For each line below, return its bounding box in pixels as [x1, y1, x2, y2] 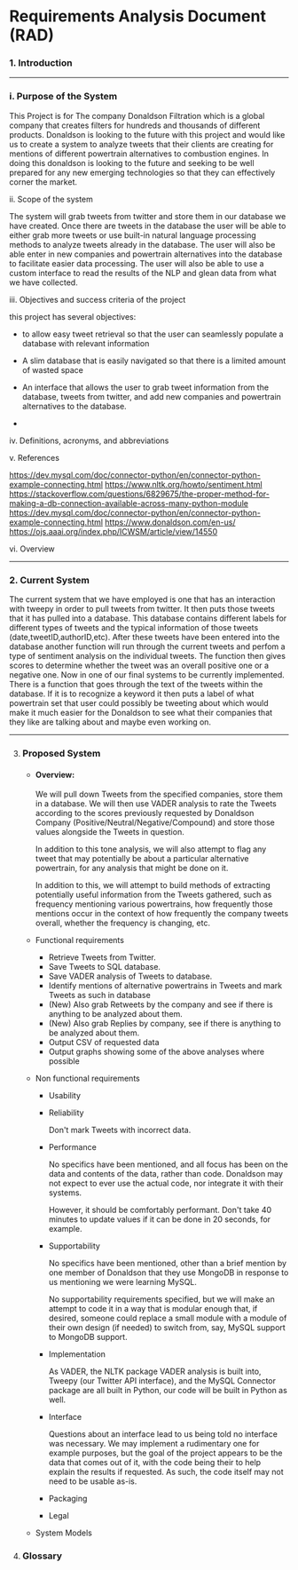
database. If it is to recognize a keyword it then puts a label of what [9, 688, 255, 699]
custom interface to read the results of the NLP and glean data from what [9, 267, 277, 278]
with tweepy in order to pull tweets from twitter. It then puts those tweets [9, 604, 275, 615]
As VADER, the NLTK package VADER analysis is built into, [48, 1366, 262, 1377]
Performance [48, 1142, 98, 1153]
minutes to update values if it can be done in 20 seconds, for [48, 1214, 271, 1225]
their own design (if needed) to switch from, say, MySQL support [48, 1322, 286, 1333]
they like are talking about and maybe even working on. [9, 717, 211, 727]
